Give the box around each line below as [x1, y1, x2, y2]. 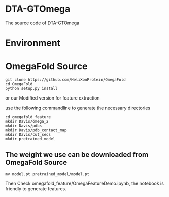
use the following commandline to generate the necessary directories [5, 105, 151, 111]
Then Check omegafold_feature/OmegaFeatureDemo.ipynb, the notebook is [5, 180, 164, 186]
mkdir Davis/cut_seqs [5, 132, 51, 137]
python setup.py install [5, 86, 58, 91]
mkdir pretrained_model [5, 137, 56, 142]
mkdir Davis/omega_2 [5, 119, 49, 124]
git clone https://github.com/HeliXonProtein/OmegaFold [5, 77, 126, 82]
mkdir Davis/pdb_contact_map [5, 128, 67, 133]
